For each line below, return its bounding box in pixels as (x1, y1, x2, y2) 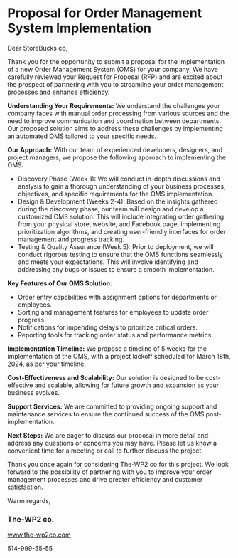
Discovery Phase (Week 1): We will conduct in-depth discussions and (17, 174, 220, 183)
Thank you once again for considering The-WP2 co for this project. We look (7, 460, 229, 468)
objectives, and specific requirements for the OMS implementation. (17, 189, 215, 198)
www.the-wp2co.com (7, 530, 71, 539)
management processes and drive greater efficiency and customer (7, 475, 203, 483)
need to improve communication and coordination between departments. (7, 116, 222, 125)
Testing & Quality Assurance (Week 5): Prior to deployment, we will (17, 242, 215, 251)
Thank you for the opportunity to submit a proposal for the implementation (7, 57, 225, 65)
